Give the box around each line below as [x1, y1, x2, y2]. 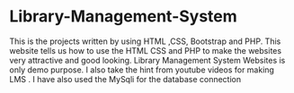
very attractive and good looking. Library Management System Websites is [9, 55, 286, 65]
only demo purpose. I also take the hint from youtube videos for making [9, 64, 274, 75]
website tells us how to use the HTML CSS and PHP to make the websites [9, 45, 281, 55]
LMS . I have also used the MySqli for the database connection [9, 73, 241, 84]
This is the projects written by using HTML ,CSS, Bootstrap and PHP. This [9, 36, 281, 46]
